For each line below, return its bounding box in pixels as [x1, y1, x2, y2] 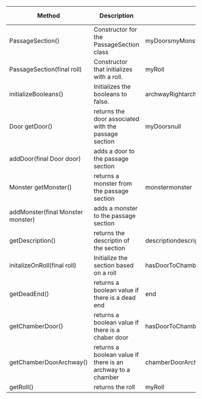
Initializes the [93, 82, 131, 91]
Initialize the [93, 254, 128, 262]
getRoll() [9, 383, 34, 391]
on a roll [93, 269, 117, 277]
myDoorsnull [145, 123, 182, 130]
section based [93, 261, 134, 269]
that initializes [93, 65, 133, 73]
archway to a [93, 366, 130, 374]
